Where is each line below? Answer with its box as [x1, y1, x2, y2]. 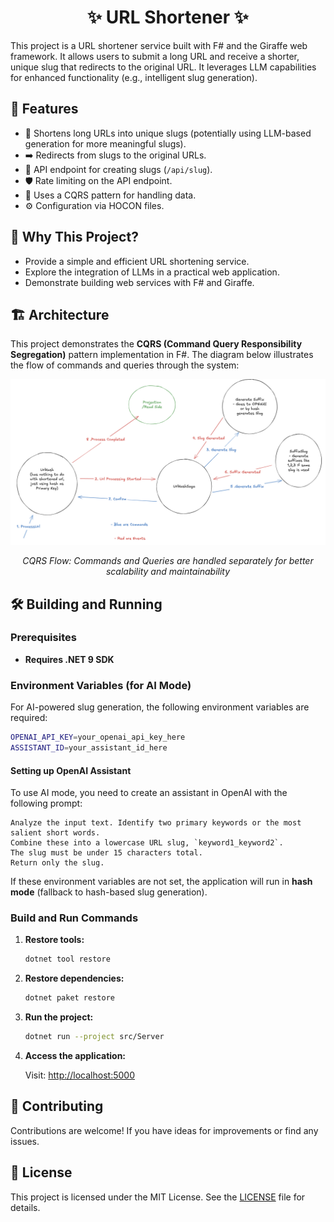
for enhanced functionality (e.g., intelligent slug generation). [10, 71, 258, 83]
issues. [10, 1135, 40, 1147]
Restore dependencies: [24, 972, 125, 985]
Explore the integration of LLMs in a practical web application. [24, 266, 280, 278]
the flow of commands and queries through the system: [10, 359, 240, 371]
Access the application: [24, 1050, 127, 1062]
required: [10, 712, 48, 724]
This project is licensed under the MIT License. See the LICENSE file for [10, 1191, 306, 1203]
